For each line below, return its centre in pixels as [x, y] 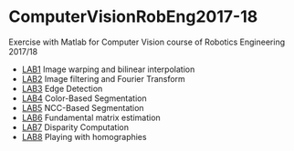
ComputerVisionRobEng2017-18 [133, 17]
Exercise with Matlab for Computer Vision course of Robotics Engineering [147, 42]
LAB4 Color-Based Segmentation [84, 98]
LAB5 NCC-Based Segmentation [83, 107]
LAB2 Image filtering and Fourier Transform [104, 78]
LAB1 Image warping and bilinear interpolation [108, 69]
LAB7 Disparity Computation [75, 127]
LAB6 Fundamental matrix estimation [91, 117]
